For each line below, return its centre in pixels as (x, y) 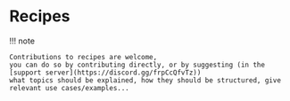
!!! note (22, 41)
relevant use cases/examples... (69, 88)
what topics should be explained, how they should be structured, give (145, 80)
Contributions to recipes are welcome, (83, 57)
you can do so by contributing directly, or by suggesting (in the (137, 65)
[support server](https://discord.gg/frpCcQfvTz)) (105, 73)
